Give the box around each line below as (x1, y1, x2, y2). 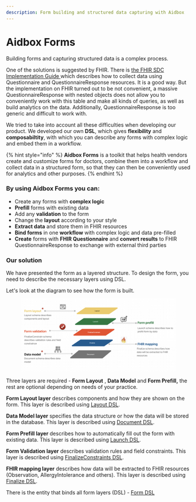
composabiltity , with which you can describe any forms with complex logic (6, 134, 188, 141)
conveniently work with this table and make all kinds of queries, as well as (6, 97, 184, 104)
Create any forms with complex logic (14, 198, 105, 205)
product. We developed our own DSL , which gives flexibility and (6, 127, 162, 134)
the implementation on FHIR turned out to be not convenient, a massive (6, 85, 178, 92)
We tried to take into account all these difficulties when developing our (6, 121, 177, 128)
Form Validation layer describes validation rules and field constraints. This (6, 447, 186, 454)
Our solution (6, 256, 42, 264)
